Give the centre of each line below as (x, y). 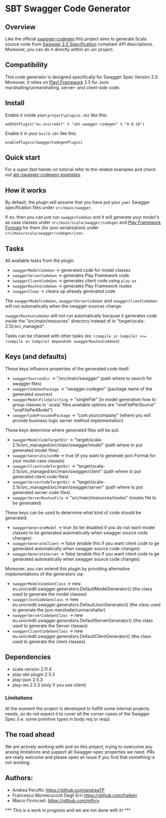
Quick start (23, 157)
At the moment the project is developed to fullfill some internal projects (77, 708)
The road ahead (30, 735)
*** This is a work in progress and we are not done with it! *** (68, 810)
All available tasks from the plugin (40, 260)
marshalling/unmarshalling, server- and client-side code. (63, 87)
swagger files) (27, 383)
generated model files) (35, 450)
